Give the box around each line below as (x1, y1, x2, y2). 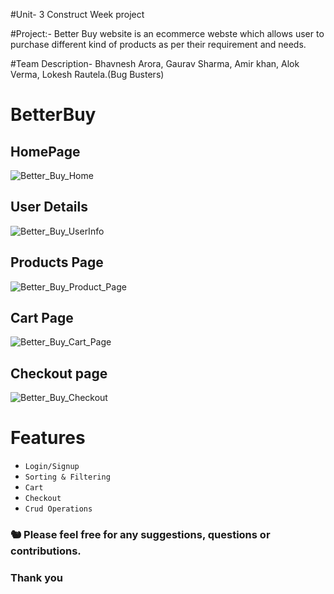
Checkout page (10, 365, 108, 382)
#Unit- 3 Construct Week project (10, 9, 145, 20)
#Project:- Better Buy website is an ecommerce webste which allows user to (10, 28, 325, 39)
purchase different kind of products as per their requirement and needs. (10, 39, 307, 50)
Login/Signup (24, 462, 80, 472)
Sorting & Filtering (24, 472, 111, 483)
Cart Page (10, 310, 74, 327)
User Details (10, 199, 88, 216)
